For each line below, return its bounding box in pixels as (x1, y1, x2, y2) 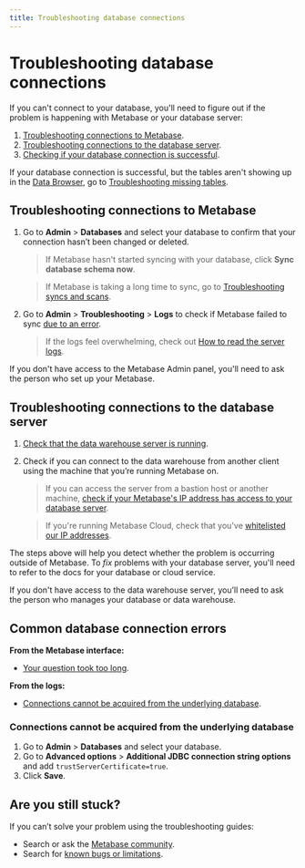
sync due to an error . (22, 318, 102, 329)
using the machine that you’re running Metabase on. (22, 466, 219, 477)
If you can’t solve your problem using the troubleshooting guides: (9, 821, 255, 832)
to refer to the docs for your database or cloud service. (9, 567, 216, 578)
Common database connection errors (9, 621, 227, 636)
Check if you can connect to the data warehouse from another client (22, 456, 280, 467)
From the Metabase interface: (9, 645, 125, 656)
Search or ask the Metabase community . (22, 839, 176, 850)
